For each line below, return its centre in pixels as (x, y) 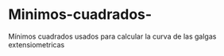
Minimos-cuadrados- (80, 15)
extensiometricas (37, 44)
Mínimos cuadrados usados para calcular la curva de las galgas (112, 36)
